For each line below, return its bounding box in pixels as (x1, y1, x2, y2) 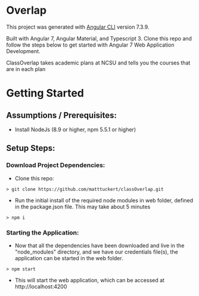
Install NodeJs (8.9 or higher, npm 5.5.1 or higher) (14, 126, 136, 133)
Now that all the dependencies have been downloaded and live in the (14, 242, 185, 249)
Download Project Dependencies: (6, 161, 105, 169)
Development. (6, 47, 41, 54)
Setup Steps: (6, 143, 55, 153)
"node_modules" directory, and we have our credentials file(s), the (14, 248, 179, 255)
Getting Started (6, 87, 85, 100)
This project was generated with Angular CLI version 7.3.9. (6, 23, 150, 30)
